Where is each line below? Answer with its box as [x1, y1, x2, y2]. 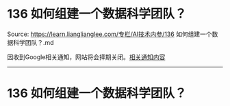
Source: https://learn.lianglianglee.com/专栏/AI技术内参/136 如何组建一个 [7, 30, 212, 38]
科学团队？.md [12, 38, 54, 46]
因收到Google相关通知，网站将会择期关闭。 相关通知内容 [7, 52, 166, 61]
